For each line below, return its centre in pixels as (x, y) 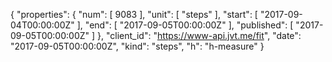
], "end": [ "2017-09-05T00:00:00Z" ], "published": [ (185, 25)
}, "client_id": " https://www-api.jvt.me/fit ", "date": (199, 35)
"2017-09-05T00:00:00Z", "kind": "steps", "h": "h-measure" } (137, 46)
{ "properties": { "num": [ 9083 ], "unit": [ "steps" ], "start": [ (134, 14)
